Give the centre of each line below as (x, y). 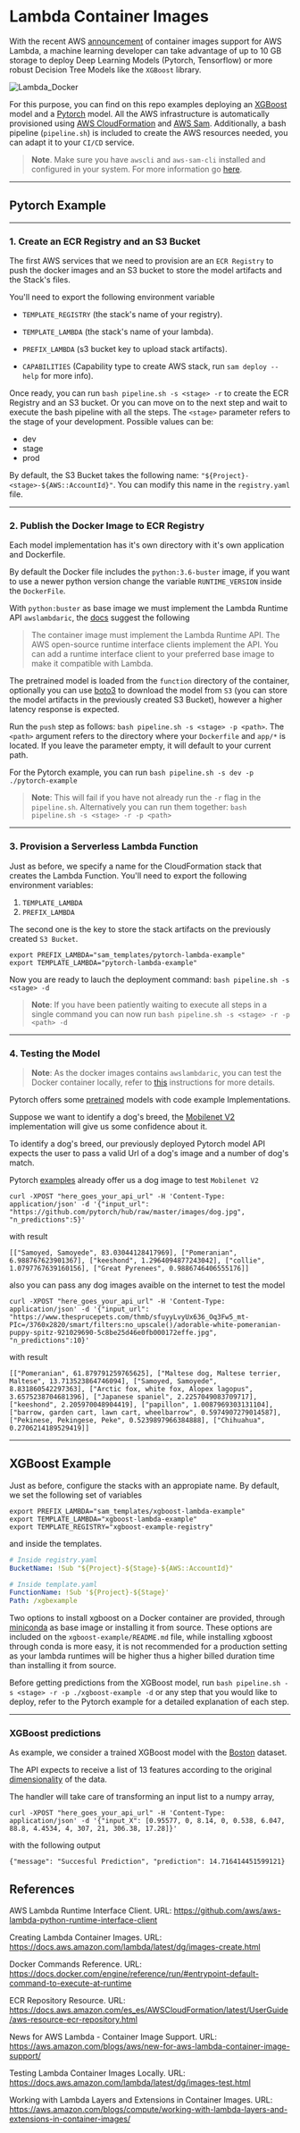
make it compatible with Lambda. (92, 664)
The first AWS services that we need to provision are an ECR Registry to (142, 261)
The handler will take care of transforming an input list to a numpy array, (142, 1797)
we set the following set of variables (76, 1495)
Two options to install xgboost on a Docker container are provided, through (147, 1618)
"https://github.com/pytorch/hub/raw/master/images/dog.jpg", (127, 1212)
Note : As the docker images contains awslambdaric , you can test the (156, 1072)
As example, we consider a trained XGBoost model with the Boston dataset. (148, 1752)
